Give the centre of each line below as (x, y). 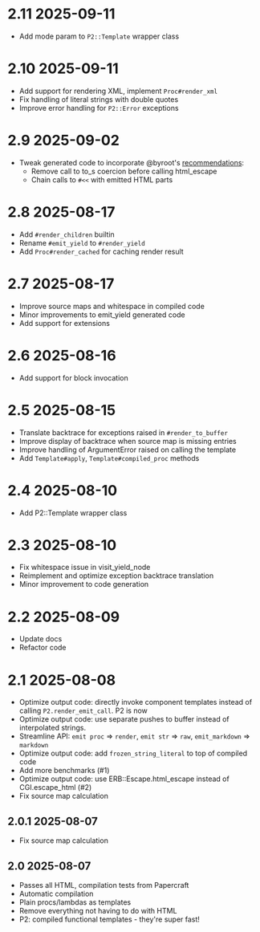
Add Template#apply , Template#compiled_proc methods (109, 458)
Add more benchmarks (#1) (64, 771)
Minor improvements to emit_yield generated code (102, 315)
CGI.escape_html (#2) (55, 788)
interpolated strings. (52, 728)
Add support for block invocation (74, 377)
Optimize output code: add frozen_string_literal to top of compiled (133, 753)
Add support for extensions (64, 323)
